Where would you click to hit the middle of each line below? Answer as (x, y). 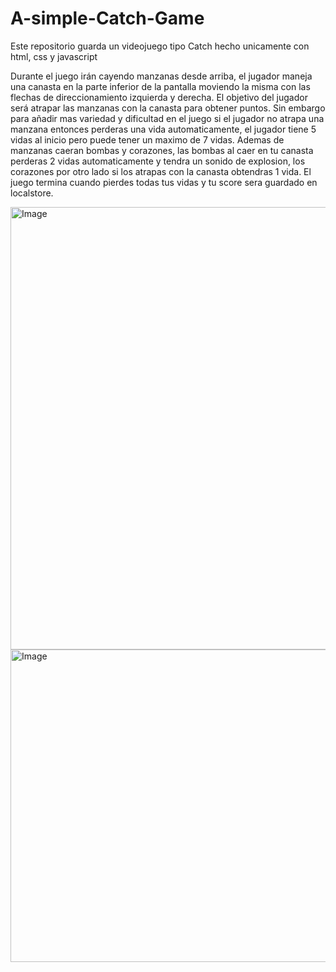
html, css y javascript (54, 56)
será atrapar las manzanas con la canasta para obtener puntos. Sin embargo (168, 108)
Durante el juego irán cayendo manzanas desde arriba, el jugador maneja (161, 76)
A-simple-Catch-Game (107, 18)
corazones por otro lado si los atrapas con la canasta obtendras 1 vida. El (161, 171)
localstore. (32, 193)
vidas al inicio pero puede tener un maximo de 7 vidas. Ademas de (147, 139)
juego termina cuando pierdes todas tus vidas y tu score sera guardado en (164, 182)
